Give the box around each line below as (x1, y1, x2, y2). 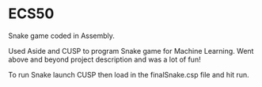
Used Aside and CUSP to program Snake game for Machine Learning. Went (8, 46, 254, 55)
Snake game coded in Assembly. (8, 31, 115, 40)
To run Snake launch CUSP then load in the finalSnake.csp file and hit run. (8, 70, 249, 79)
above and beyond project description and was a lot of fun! (8, 55, 201, 64)
